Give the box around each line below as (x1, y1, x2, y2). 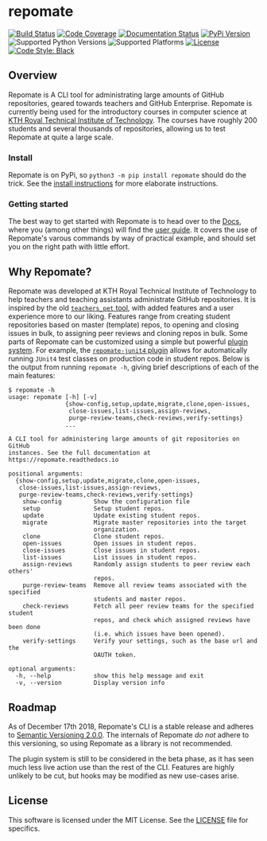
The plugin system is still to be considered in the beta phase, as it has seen (8, 753, 254, 763)
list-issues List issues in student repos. (22, 553, 197, 561)
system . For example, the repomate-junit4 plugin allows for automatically (8, 346, 248, 355)
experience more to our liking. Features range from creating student (8, 311, 230, 321)
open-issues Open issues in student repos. (22, 540, 197, 548)
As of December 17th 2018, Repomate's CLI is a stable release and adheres (8, 722, 254, 731)
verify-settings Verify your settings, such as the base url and (22, 637, 258, 645)
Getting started (8, 198, 69, 209)
